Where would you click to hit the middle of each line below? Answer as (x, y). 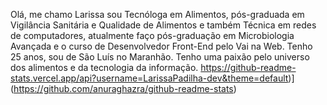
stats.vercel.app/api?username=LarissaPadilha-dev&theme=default (149, 78)
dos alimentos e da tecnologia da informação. (104, 67)
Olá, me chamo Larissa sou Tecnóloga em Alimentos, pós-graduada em (157, 14)
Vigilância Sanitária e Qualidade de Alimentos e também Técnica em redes (163, 25)
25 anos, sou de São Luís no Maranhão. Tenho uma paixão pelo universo (160, 57)
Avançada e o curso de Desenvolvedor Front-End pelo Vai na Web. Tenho (161, 46)
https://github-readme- (248, 67)
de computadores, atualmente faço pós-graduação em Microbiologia (152, 35)
